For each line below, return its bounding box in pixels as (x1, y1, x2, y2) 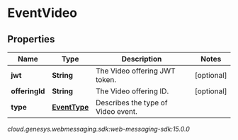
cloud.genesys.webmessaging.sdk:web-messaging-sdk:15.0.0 (7, 125, 190, 133)
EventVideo (7, 5, 78, 21)
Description (121, 54, 162, 64)
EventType (52, 103, 89, 112)
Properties (7, 33, 55, 45)
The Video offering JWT (95, 66, 176, 76)
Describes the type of (95, 98, 168, 107)
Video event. (95, 107, 138, 116)
